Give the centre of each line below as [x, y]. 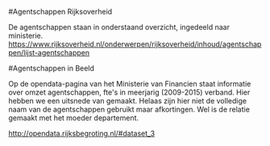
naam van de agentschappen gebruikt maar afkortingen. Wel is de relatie [129, 109]
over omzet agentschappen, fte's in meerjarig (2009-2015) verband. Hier [129, 92]
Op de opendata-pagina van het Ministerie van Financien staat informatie [130, 84]
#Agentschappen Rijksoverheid [60, 12]
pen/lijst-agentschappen [49, 53]
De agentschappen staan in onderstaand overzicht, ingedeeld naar [119, 27]
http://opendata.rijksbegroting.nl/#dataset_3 [82, 133]
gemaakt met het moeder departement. [74, 118]
